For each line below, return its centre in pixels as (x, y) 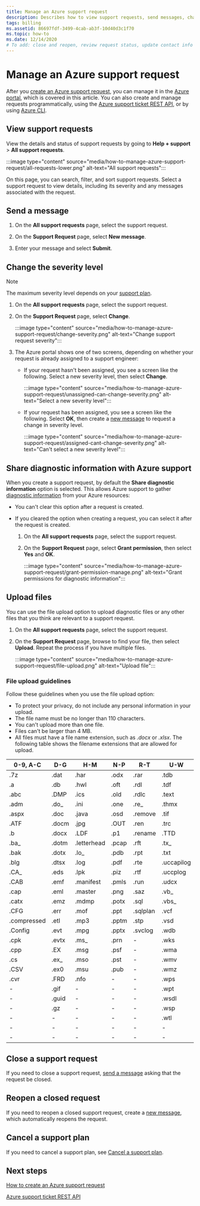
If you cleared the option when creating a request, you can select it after (103, 518)
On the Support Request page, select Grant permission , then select (107, 548)
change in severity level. (54, 425)
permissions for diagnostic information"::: (75, 579)
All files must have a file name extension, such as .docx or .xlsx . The (99, 738)
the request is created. (42, 525)
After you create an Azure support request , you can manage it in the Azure (98, 91)
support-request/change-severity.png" (62, 334)
